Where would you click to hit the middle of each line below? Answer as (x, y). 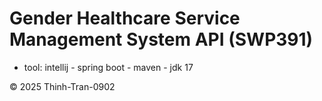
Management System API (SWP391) (161, 39)
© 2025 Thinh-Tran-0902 (62, 86)
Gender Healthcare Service (125, 18)
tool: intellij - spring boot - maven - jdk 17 (108, 67)
